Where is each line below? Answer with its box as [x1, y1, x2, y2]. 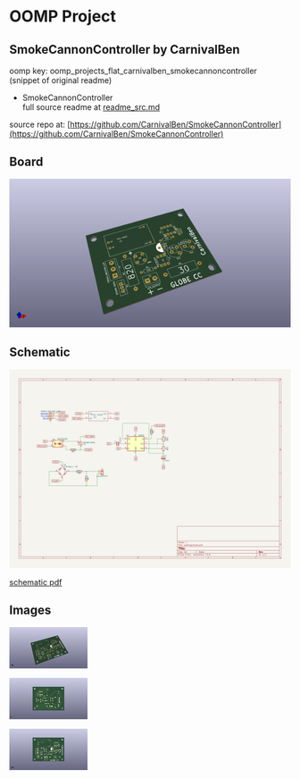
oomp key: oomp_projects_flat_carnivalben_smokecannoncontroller [9, 65, 257, 76]
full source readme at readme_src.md [21, 102, 161, 113]
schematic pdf [9, 577, 62, 588]
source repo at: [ [9, 119, 71, 130]
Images [9, 603, 52, 618]
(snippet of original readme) [9, 75, 112, 86]
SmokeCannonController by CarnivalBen [9, 42, 240, 57]
